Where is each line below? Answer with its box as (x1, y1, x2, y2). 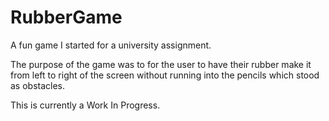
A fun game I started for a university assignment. (10, 39, 212, 51)
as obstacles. (10, 79, 66, 91)
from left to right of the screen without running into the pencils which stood (10, 69, 320, 81)
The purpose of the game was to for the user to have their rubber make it (10, 58, 312, 70)
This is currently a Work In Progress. (10, 99, 161, 111)
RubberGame (10, 6, 123, 29)
